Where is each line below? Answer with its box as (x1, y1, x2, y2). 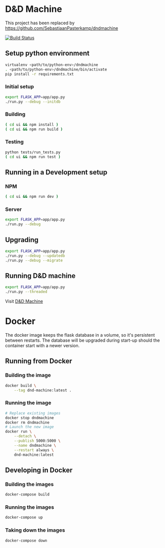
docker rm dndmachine (5, 420, 50, 425)
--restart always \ (14, 447, 54, 452)
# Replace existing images (5, 411, 61, 416)
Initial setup (5, 83, 34, 90)
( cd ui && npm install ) (5, 122, 58, 127)
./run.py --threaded (5, 289, 48, 295)
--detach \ (14, 434, 37, 439)
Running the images (5, 504, 54, 511)
